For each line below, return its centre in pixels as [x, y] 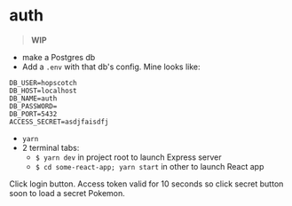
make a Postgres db [59, 57]
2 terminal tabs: [51, 147]
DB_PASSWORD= [33, 106]
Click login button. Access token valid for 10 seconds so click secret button [146, 184]
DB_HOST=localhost [43, 91]
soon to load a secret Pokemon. [67, 193]
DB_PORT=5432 [33, 114]
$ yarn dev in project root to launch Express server [128, 157]
